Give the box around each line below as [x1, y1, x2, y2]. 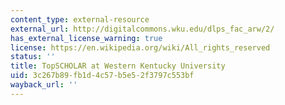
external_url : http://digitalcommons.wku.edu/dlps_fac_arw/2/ [10, 24, 275, 34]
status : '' [10, 52, 56, 62]
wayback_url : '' [10, 80, 78, 90]
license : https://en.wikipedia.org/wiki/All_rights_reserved [10, 42, 271, 53]
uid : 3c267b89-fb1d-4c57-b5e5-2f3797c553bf [10, 71, 195, 81]
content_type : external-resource [10, 14, 150, 25]
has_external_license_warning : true [10, 33, 163, 43]
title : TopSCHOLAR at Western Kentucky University [10, 61, 226, 71]
